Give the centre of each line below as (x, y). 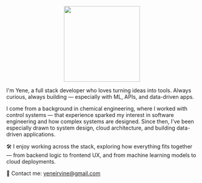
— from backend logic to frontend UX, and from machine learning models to (101, 155)
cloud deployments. (31, 161)
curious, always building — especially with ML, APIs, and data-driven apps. (100, 97)
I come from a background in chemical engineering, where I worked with (97, 108)
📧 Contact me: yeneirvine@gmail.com (53, 173)
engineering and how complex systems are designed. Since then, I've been (100, 121)
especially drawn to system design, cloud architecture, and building (91, 128)
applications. (39, 134)
